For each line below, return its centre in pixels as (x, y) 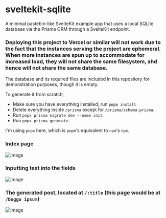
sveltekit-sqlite (38, 9)
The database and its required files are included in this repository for (77, 79)
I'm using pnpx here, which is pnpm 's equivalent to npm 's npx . (67, 130)
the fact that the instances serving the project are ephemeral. (83, 49)
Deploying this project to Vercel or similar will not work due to (83, 42)
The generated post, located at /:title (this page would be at (83, 192)
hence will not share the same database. (57, 68)
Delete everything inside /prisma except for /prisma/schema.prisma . (84, 110)
